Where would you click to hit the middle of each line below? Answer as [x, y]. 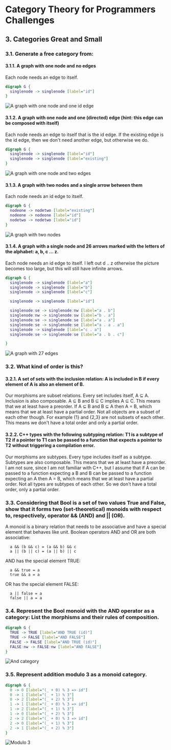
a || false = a [26, 593]
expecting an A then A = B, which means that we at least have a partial [80, 478]
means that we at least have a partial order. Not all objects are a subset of [83, 412]
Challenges [30, 20]
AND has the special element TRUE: [43, 561]
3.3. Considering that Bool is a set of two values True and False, [86, 502]
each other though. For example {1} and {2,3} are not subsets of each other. [85, 417]
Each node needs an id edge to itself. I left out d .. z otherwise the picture [82, 263]
